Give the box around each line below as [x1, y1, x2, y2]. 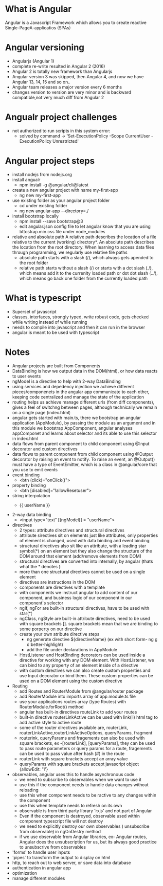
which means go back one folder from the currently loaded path [19, 275, 148, 281]
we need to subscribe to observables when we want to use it [19, 776, 142, 782]
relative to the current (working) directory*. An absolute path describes [12, 239, 154, 245]
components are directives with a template [19, 584, 105, 590]
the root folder [19, 260, 49, 266]
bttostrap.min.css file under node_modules [19, 228, 106, 234]
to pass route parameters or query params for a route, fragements [19, 745, 152, 751]
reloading [19, 787, 39, 793]
